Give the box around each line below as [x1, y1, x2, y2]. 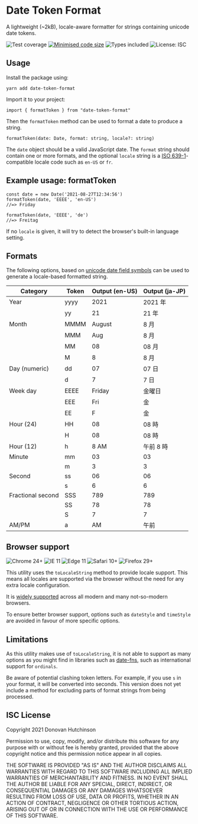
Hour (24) [9, 420, 37, 429]
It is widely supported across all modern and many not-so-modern [6, 593, 168, 601]
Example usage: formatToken [6, 175, 116, 186]
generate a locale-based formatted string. [6, 273, 108, 280]
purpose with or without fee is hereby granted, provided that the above [6, 743, 179, 750]
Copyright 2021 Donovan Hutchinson [6, 726, 96, 733]
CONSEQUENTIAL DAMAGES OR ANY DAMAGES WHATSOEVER [6, 787, 163, 794]
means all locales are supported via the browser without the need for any [6, 576, 184, 583]
